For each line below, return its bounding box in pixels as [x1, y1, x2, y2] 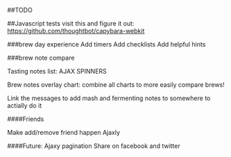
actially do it [7, 101, 42, 110]
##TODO [7, 6, 33, 14]
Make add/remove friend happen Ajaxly [7, 129, 120, 136]
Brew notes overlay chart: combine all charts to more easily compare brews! [7, 81, 225, 89]
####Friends [7, 115, 44, 123]
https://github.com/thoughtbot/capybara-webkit [7, 27, 145, 35]
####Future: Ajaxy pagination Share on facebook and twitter [7, 142, 180, 150]
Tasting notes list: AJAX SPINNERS [7, 67, 108, 75]
